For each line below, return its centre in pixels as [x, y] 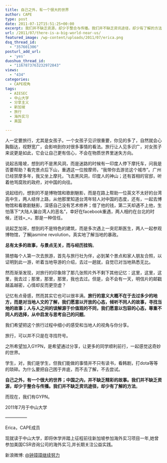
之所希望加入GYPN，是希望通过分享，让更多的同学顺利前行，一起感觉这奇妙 [83, 346]
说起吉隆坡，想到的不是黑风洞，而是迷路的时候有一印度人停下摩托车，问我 [81, 163]
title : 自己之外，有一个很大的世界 [37, 10]
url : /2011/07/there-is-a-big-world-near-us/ [53, 33]
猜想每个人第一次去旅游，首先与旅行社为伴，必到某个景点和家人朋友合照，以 [83, 255]
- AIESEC [19, 93]
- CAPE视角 [20, 84]
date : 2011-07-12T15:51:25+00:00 [40, 24]
